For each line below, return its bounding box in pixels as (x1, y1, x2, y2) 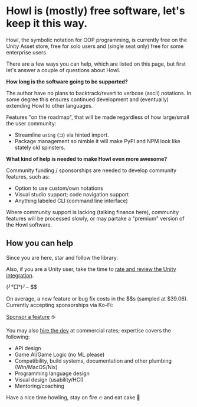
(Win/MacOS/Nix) (14, 363, 58, 370)
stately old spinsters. (14, 144, 66, 151)
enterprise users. (6, 49, 48, 56)
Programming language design (14, 370, 90, 377)
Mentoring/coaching (14, 382, 65, 389)
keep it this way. (6, 17, 88, 30)
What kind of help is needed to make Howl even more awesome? (6, 155, 168, 162)
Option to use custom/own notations (14, 185, 104, 192)
